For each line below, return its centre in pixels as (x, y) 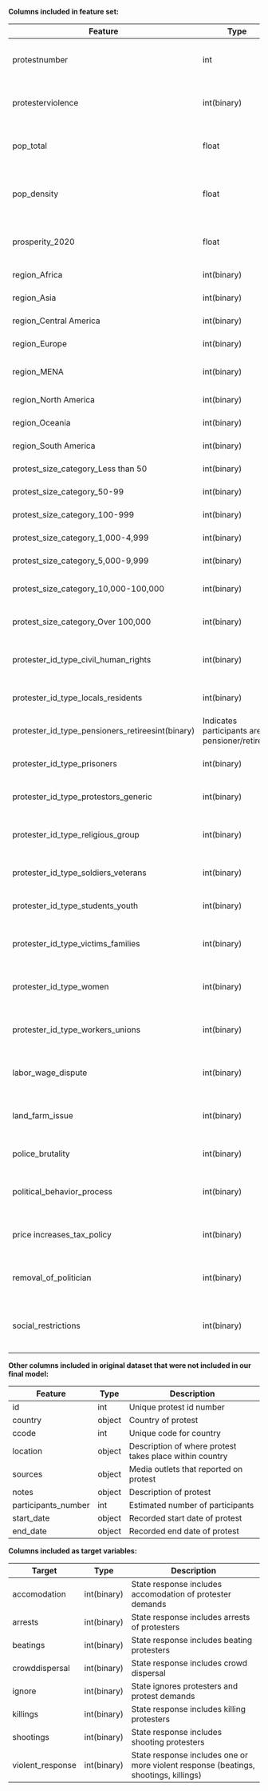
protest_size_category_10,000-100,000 (89, 589)
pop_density (35, 194)
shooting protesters (168, 1742)
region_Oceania (41, 423)
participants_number (51, 1505)
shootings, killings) (166, 1775)
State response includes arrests (191, 1617)
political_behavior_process (63, 1191)
